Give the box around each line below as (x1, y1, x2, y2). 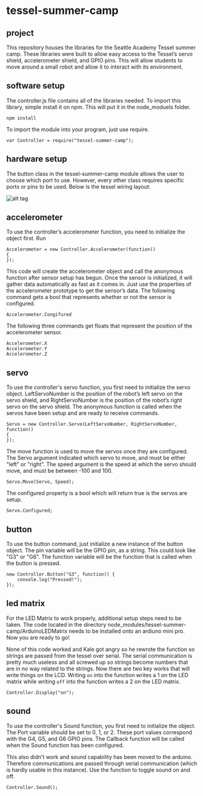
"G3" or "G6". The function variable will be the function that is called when (6, 553, 192, 561)
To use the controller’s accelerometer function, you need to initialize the (6, 228, 185, 235)
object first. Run (6, 235, 47, 242)
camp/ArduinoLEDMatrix (6, 627, 68, 635)
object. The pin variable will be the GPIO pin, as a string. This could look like (6, 547, 196, 554)
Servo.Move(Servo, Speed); (6, 479, 75, 485)
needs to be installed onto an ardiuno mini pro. (68, 627, 185, 635)
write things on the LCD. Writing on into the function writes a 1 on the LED (6, 671, 189, 678)
